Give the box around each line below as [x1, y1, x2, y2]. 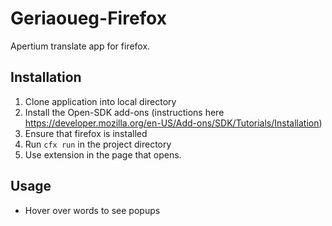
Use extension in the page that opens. [24, 148, 182, 161]
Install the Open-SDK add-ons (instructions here [24, 106, 225, 118]
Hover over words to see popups [24, 204, 161, 216]
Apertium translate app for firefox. [10, 40, 151, 52]
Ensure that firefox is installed [24, 127, 148, 139]
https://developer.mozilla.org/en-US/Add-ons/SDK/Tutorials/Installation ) [24, 117, 323, 129]
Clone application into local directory [24, 95, 177, 107]
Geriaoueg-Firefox [10, 7, 167, 30]
